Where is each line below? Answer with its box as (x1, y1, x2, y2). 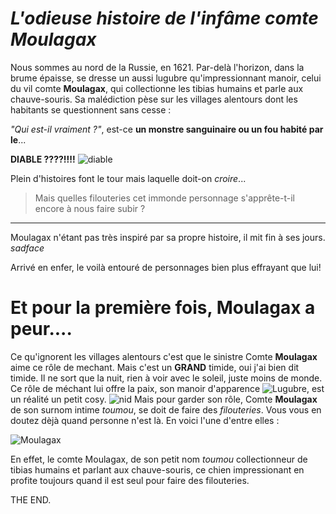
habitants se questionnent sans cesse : (10, 103, 172, 116)
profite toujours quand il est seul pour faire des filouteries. (10, 474, 250, 486)
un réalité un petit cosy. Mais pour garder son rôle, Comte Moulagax (10, 393, 318, 405)
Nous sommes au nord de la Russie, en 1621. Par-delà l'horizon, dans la (10, 61, 305, 73)
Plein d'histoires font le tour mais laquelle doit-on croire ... (10, 172, 247, 184)
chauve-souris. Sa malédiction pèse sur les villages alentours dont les (10, 93, 298, 105)
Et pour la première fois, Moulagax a (10, 297, 316, 319)
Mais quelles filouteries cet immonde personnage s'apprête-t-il (34, 192, 296, 204)
